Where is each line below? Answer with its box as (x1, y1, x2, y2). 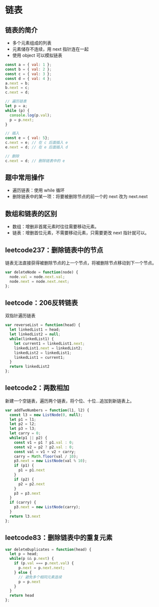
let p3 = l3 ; (9, 426, 37, 431)
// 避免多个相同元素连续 (18, 574, 62, 580)
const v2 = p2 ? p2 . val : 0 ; (14, 445, 74, 450)
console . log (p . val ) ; (9, 113, 52, 118)
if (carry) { (9, 500, 37, 505)
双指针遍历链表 (5, 313, 36, 319)
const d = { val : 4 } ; (5, 76, 52, 81)
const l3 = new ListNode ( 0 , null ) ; (9, 412, 83, 417)
